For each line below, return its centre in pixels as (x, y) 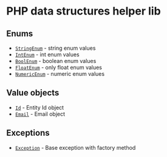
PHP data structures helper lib (83, 11)
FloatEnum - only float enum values (58, 67)
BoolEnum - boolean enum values (56, 61)
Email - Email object (40, 114)
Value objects (33, 93)
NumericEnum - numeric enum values (60, 74)
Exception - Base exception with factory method (75, 147)
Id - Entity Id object (39, 107)
